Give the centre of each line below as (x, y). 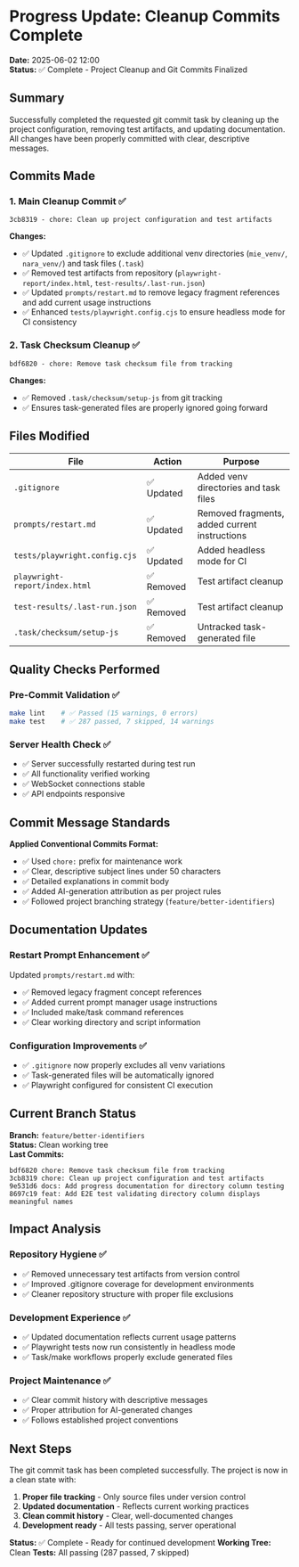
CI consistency (49, 322)
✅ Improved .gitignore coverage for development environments (138, 1284)
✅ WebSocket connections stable (83, 784)
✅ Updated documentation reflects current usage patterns (129, 1337)
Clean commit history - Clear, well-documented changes (128, 1515)
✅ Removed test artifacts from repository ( (100, 273)
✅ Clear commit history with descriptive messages (115, 1400)
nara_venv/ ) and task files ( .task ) (83, 264)
